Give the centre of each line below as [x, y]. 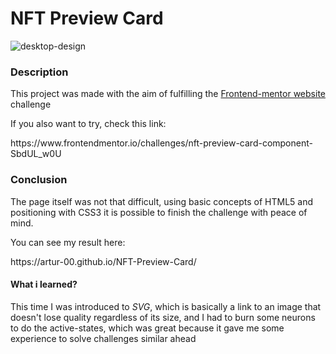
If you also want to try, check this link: [88, 124]
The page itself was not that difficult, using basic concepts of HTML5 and [161, 201]
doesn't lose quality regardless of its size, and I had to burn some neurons [163, 317]
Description [39, 72]
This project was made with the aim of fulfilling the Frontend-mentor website [168, 94]
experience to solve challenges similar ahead [103, 338]
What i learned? [44, 284]
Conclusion [39, 180]
